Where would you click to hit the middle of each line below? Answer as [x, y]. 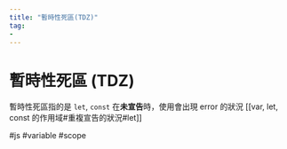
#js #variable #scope [48, 136]
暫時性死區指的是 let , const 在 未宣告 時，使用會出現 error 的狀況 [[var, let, [143, 106]
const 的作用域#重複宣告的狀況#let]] [76, 118]
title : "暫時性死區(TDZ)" [54, 17]
